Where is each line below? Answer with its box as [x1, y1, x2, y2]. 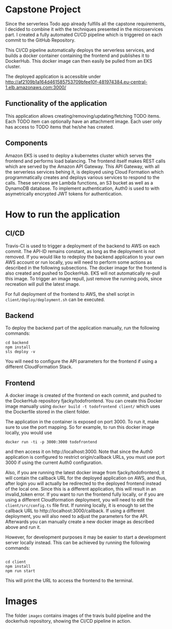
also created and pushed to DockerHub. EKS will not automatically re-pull [5, 270, 160, 276]
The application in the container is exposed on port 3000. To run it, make [5, 419, 159, 425]
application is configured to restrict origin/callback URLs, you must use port [5, 454, 165, 460]
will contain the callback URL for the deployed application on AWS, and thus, [5, 475, 167, 481]
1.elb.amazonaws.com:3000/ [5, 84, 67, 91]
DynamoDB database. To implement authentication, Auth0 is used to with [5, 185, 160, 191]
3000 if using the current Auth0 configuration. [5, 459, 103, 466]
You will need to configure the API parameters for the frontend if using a [5, 358, 158, 365]
